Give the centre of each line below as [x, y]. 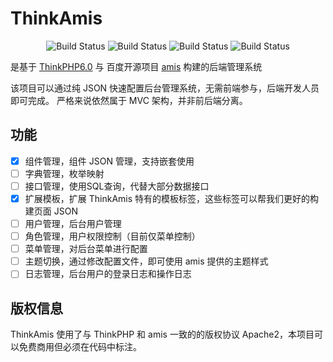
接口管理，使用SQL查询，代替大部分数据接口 [117, 186]
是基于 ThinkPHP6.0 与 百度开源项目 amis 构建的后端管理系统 [136, 66]
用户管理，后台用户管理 [73, 223]
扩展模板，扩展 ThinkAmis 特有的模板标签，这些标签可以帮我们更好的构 [172, 198]
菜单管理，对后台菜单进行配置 [86, 249]
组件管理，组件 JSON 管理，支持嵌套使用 [109, 161]
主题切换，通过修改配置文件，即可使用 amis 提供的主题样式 [146, 261]
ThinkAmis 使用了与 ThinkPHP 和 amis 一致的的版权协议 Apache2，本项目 [162, 334]
